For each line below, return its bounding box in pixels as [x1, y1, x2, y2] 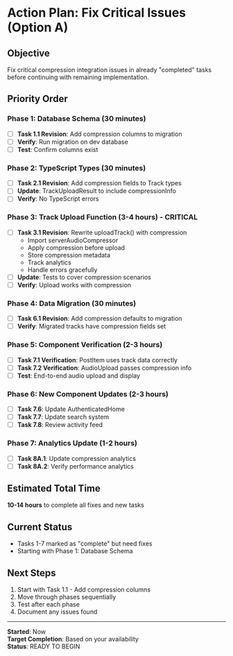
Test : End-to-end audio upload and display [17, 371, 141, 380]
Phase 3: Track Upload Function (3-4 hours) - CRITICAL [7, 212, 198, 222]
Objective [7, 47, 51, 59]
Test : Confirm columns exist [17, 145, 98, 153]
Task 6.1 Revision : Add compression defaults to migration [17, 314, 182, 323]
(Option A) [7, 19, 69, 35]
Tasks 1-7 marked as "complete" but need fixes [17, 539, 153, 548]
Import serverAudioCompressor [27, 236, 119, 244]
